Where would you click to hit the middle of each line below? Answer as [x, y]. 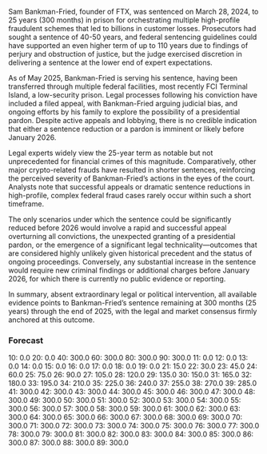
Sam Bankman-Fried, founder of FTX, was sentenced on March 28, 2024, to [133, 12]
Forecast [26, 340]
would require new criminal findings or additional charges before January [129, 270]
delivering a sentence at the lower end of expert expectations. [111, 62]
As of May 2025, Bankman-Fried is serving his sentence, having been [123, 78]
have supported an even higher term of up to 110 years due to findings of [128, 46]
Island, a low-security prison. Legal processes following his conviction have [133, 95]
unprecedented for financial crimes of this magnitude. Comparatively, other [132, 161]
